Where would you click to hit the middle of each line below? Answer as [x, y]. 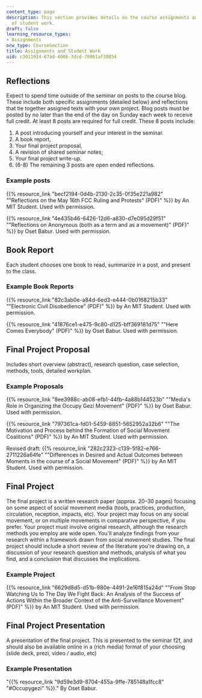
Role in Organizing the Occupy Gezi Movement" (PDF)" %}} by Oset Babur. [99, 405]
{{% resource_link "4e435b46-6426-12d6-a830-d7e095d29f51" [86, 218]
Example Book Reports [40, 287]
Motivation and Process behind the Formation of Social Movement [88, 430]
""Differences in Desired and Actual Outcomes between [114, 455]
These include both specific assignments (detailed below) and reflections [97, 102]
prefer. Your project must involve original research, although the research [97, 527]
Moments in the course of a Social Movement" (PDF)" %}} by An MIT [92, 461]
